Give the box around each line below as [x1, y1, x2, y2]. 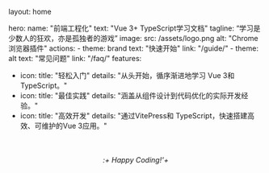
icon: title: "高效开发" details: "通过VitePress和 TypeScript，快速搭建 [19, 111, 248, 120]
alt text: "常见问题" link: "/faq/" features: [8, 54, 142, 63]
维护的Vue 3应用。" [41, 121, 107, 130]
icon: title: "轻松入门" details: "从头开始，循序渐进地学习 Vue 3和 [19, 71, 235, 80]
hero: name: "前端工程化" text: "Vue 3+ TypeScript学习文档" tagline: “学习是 [8, 23, 261, 33]
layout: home [8, 7, 52, 16]
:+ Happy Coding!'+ [103, 155, 169, 164]
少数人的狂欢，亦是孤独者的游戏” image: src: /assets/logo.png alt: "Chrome [8, 34, 258, 43]
